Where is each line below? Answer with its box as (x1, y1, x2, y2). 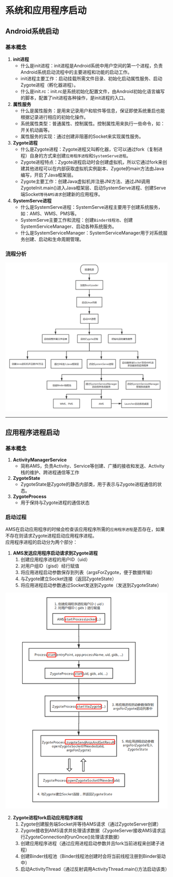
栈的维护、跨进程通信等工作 (20, 469, 80, 475)
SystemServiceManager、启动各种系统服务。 (20, 223, 117, 229)
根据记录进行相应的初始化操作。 (20, 114, 89, 120)
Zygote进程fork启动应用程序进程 (12, 815, 83, 821)
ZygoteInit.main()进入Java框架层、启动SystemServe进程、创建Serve (20, 185, 166, 191)
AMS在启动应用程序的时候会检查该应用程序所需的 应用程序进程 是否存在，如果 (5, 526, 165, 532)
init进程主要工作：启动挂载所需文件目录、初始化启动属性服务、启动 (20, 75, 163, 81)
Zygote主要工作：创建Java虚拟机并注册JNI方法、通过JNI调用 (20, 178, 150, 184)
